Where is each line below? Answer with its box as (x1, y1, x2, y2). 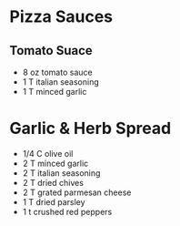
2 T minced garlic (22, 158, 89, 169)
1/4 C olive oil (22, 148, 74, 159)
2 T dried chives (22, 177, 85, 188)
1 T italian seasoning (22, 77, 100, 87)
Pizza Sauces (9, 6, 114, 27)
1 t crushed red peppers (22, 206, 113, 217)
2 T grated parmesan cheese (22, 187, 132, 198)
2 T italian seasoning (22, 167, 101, 179)
